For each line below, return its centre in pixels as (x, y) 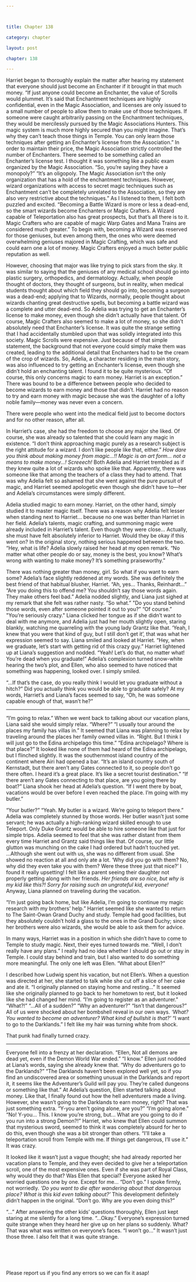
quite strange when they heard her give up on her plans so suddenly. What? (97, 1224)
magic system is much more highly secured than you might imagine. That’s (96, 130)
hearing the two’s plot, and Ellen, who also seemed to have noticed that (92, 665)
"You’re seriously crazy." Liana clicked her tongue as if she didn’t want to (94, 615)
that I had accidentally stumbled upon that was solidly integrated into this (94, 334)
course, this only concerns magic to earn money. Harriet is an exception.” (94, 377)
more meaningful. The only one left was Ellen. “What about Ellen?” (85, 963)
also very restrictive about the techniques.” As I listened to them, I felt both (96, 198)
